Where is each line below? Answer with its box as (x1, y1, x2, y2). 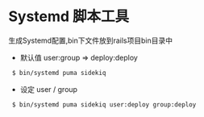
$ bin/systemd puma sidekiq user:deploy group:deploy (11, 100, 197, 109)
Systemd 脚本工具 (8, 7, 130, 26)
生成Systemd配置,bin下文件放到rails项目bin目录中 (8, 36, 173, 45)
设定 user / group (19, 84, 78, 94)
